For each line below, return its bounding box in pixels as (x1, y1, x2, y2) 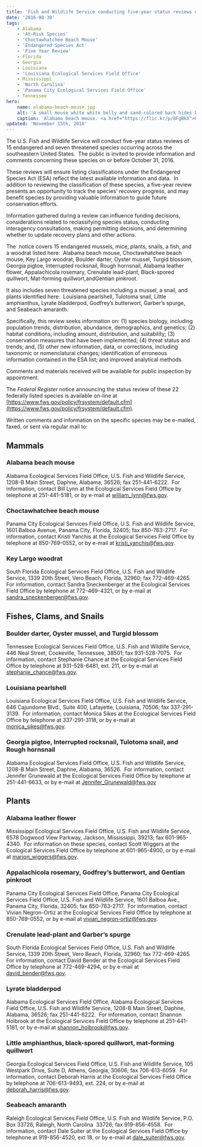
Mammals (6, 441, 44, 451)
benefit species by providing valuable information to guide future (6, 194, 167, 201)
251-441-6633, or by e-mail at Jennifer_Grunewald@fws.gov (6, 778, 156, 785)
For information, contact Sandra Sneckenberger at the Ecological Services (6, 581, 191, 588)
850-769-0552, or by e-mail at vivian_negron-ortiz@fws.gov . (6, 915, 158, 922)
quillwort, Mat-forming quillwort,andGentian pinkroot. (6, 275, 138, 282)
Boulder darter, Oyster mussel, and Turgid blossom (6, 629, 159, 638)
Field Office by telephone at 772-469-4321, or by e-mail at (6, 587, 151, 594)
